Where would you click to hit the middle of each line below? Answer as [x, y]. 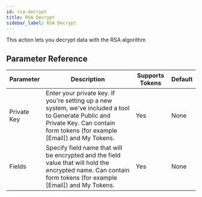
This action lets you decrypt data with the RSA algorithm [76, 40]
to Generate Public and [78, 116]
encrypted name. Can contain [88, 170]
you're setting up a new [79, 101]
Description [88, 80]
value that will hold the [78, 163]
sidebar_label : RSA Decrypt [41, 23]
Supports [150, 75]
